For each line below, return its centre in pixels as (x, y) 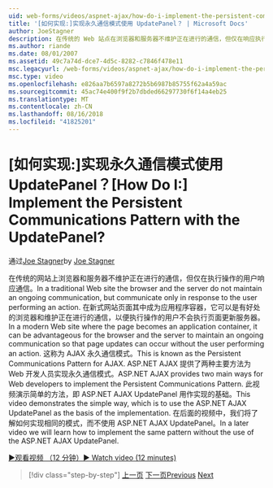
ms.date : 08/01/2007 (43, 54)
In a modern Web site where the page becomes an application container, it (133, 326)
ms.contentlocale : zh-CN (50, 107)
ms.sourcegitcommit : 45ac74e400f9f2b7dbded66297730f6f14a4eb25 (118, 91)
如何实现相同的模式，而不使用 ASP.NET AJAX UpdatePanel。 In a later (132, 423)
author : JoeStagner (41, 31)
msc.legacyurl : (34, 69)
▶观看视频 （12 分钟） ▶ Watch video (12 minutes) (93, 457)
